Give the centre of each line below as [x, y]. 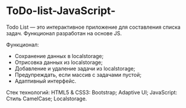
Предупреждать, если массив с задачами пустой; [78, 75]
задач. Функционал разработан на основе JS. [64, 33]
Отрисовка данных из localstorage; [59, 62]
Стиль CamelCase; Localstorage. [47, 99]
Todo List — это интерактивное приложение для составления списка [94, 27]
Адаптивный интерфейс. [45, 81]
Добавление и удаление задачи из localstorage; [75, 68]
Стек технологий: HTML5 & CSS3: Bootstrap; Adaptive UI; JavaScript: [92, 92]
